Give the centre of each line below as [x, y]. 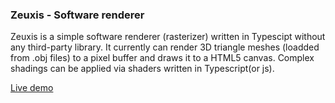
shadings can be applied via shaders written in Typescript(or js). [142, 69]
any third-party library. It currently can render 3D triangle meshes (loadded [165, 47]
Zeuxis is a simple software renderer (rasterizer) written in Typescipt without [168, 37]
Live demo [32, 88]
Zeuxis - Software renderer [77, 15]
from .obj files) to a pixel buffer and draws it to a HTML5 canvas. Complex [162, 58]
